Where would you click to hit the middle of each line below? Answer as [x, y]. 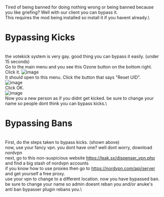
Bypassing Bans [39, 123]
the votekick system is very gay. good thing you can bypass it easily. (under [82, 56]
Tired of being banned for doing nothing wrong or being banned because [80, 7]
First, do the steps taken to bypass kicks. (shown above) [62, 142]
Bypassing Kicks [40, 38]
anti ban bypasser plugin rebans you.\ [44, 189]
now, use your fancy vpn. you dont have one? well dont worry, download [79, 147]
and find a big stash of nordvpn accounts [47, 163]
